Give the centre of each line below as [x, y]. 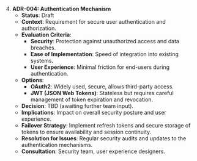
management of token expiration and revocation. [92, 99]
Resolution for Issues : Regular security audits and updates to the [104, 138]
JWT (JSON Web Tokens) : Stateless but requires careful [102, 93]
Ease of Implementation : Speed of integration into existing [105, 54]
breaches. [43, 48]
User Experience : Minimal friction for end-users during [100, 67]
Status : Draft [38, 15]
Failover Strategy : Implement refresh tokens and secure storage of [106, 125]
